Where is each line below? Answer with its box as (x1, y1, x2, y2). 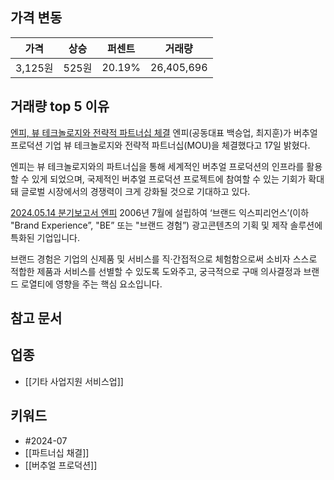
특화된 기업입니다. (10, 231, 81, 243)
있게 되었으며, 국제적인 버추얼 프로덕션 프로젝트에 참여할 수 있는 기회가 (31, 173, 307, 185)
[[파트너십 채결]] (24, 446, 90, 458)
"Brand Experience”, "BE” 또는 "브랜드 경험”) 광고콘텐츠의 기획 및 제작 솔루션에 (10, 219, 323, 231)
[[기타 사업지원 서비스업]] (24, 375, 124, 387)
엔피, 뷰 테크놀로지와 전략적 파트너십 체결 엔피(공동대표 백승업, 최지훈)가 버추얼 (10, 126, 318, 138)
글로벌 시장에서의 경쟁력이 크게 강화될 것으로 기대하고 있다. (20, 185, 251, 197)
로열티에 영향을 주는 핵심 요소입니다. (20, 278, 163, 290)
